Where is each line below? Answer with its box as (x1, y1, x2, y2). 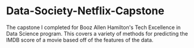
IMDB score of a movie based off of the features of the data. (6, 36, 154, 43)
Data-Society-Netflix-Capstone (6, 4, 165, 18)
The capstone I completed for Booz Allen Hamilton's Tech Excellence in (6, 24, 181, 31)
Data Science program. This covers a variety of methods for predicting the (6, 30, 188, 37)
